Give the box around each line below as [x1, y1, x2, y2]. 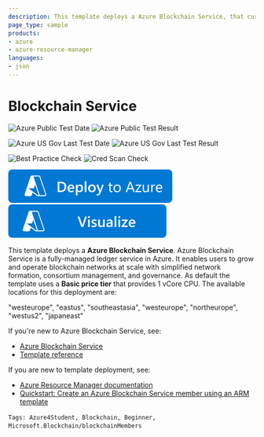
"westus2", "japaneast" [8, 310, 84, 320]
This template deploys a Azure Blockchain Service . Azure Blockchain [8, 245, 234, 255]
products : [8, 29, 41, 37]
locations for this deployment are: [8, 287, 117, 296]
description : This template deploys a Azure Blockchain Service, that [8, 13, 244, 20]
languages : [8, 54, 44, 62]
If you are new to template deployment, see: [8, 365, 151, 374]
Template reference [19, 350, 84, 359]
